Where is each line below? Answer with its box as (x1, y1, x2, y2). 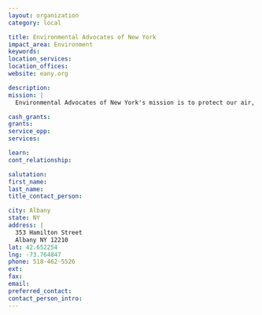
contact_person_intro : (8, 295, 83, 302)
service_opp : (8, 128, 51, 135)
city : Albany (8, 206, 51, 215)
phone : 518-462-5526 (8, 258, 76, 266)
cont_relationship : (8, 156, 72, 164)
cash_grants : (8, 113, 51, 120)
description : (8, 83, 51, 91)
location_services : (8, 55, 72, 63)
